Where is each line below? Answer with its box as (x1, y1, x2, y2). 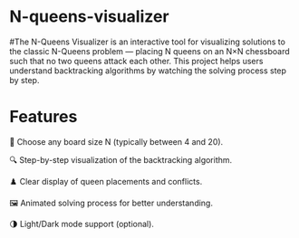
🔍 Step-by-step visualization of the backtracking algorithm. (9, 154, 233, 165)
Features (9, 107, 78, 128)
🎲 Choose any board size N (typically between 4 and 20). (9, 136, 224, 147)
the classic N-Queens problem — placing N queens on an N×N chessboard (9, 45, 290, 56)
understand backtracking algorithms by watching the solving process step (9, 65, 287, 76)
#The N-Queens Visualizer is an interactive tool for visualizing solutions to (9, 36, 285, 47)
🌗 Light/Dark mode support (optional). (9, 218, 154, 229)
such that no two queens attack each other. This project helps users (9, 55, 264, 66)
